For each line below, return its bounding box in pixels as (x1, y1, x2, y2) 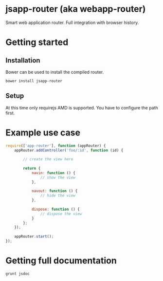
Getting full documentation (5, 255, 117, 266)
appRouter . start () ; (14, 234, 54, 239)
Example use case (5, 127, 81, 138)
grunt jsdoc (5, 271, 30, 276)
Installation (5, 56, 40, 65)
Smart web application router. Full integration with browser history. (5, 20, 139, 25)
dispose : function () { (31, 207, 80, 212)
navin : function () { (31, 170, 76, 175)
